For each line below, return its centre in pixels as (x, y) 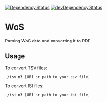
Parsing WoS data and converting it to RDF (48, 41)
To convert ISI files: (24, 86)
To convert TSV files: (26, 68)
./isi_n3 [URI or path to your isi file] (48, 95)
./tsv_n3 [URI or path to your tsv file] (48, 77)
